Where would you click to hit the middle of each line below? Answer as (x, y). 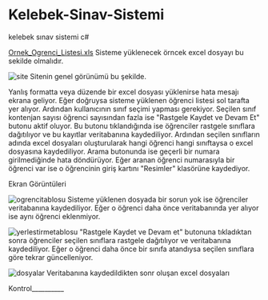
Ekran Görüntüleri (37, 184)
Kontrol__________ (36, 288)
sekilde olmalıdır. (36, 61)
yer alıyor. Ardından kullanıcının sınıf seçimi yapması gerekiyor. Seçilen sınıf (132, 109)
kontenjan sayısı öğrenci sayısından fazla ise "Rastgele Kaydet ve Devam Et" (134, 117)
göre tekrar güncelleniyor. (51, 257)
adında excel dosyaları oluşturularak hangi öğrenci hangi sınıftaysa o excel (131, 142)
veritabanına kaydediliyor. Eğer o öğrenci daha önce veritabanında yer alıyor (134, 208)
